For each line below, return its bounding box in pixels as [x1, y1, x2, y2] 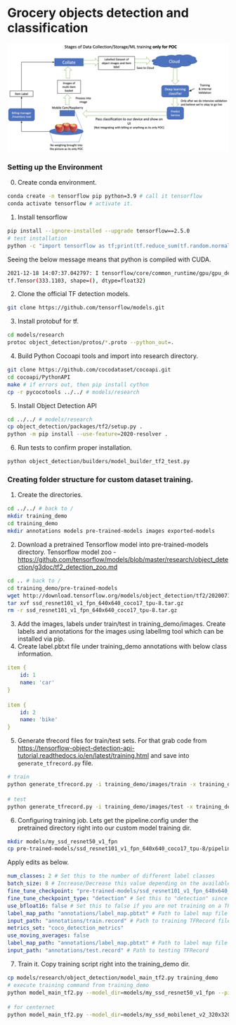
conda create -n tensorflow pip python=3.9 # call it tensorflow [7, 192, 202, 200]
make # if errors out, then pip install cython [7, 381, 150, 388]
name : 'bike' [20, 716, 58, 723]
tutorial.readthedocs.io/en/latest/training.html [17, 751, 150, 760]
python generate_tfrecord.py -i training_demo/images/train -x [7, 781, 197, 788]
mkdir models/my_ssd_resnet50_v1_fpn [7, 837, 118, 845]
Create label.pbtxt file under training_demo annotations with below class [17, 642, 227, 651]
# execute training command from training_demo [7, 981, 150, 988]
